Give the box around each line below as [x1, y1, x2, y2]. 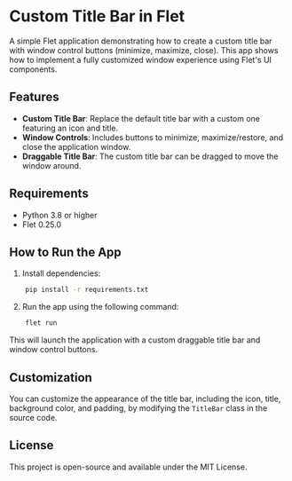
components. [9, 64, 58, 75]
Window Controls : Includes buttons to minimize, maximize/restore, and [21, 131, 284, 143]
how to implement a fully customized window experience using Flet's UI [9, 54, 272, 65]
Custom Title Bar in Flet [9, 6, 185, 27]
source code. [9, 412, 58, 422]
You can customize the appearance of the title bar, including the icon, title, [9, 393, 281, 404]
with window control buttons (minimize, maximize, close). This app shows [9, 44, 279, 55]
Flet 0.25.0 [21, 219, 62, 230]
